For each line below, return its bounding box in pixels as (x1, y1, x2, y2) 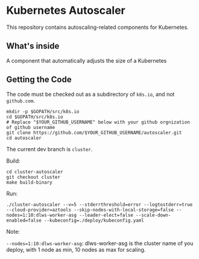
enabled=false (6, 217, 42, 223)
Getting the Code (6, 75, 72, 85)
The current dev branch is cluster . (6, 145, 93, 152)
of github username (6, 124, 55, 130)
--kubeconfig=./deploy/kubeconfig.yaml (44, 217, 145, 223)
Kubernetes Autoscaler (6, 4, 125, 17)
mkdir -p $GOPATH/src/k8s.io (6, 108, 80, 114)
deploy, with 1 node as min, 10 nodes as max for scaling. (6, 246, 146, 253)
